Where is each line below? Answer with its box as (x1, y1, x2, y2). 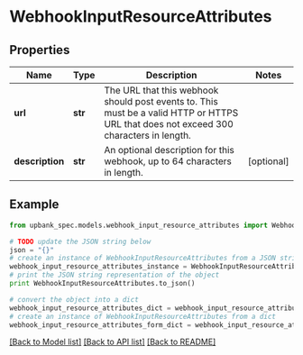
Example (9, 196, 60, 213)
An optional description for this (103, 144, 234, 156)
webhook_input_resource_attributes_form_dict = (9, 320, 192, 330)
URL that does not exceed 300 (103, 118, 234, 130)
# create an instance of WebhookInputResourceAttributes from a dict (9, 312, 277, 321)
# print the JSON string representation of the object (9, 270, 220, 280)
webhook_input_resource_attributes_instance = (9, 262, 188, 271)
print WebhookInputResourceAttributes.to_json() (9, 279, 196, 288)
